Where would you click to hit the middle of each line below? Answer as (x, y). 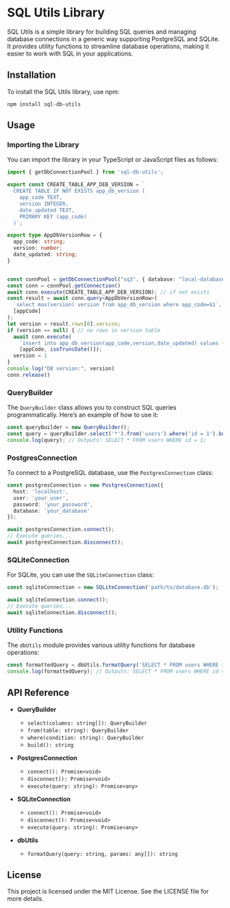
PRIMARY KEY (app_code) (53, 217)
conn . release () (29, 375)
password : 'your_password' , (53, 504)
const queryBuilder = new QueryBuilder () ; (68, 428)
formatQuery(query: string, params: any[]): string (102, 854)
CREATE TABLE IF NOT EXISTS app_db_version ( (79, 191)
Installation (31, 75)
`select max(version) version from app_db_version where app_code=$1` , (118, 305)
